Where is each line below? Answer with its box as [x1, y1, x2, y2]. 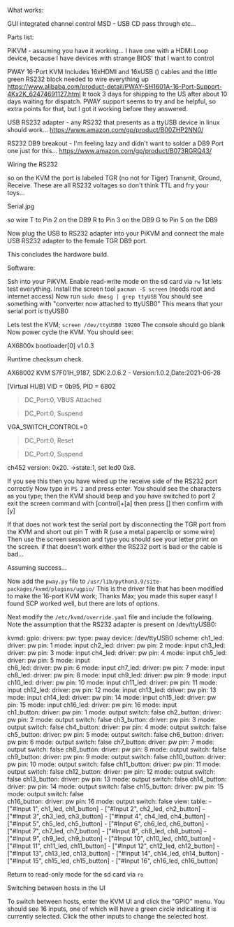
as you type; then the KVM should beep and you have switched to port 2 [7, 492, 216, 500]
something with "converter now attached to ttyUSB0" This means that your [7, 300, 224, 308]
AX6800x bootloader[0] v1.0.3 [7, 342, 94, 350]
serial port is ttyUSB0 [7, 307, 68, 315]
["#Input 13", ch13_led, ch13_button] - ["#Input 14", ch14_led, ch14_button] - [7, 849, 225, 857]
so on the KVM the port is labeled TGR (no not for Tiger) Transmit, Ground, [7, 174, 222, 182]
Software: [7, 264, 36, 272]
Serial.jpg [7, 202, 35, 210]
